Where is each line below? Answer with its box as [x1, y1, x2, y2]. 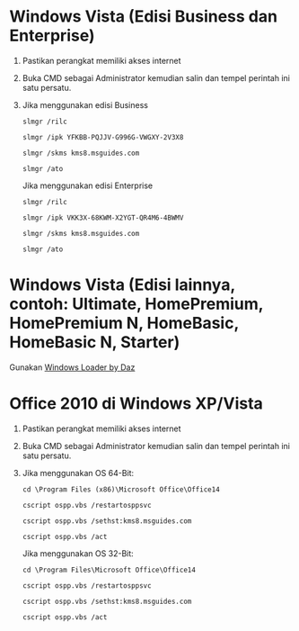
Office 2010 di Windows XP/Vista [9, 393, 263, 414]
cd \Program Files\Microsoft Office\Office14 [22, 565, 196, 574]
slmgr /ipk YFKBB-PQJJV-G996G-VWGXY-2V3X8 [22, 132, 184, 141]
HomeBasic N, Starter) [9, 332, 180, 353]
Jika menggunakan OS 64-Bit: [22, 467, 135, 478]
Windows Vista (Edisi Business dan [9, 6, 278, 27]
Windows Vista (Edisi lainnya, [9, 275, 235, 295]
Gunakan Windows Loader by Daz [9, 362, 136, 373]
